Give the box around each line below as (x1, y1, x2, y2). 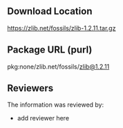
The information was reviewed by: (7, 100, 104, 109)
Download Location (7, 6, 93, 17)
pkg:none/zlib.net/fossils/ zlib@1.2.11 (7, 62, 110, 71)
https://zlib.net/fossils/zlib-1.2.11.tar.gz (7, 24, 116, 32)
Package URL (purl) (7, 44, 93, 56)
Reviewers (7, 82, 54, 94)
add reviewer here (17, 114, 70, 122)
